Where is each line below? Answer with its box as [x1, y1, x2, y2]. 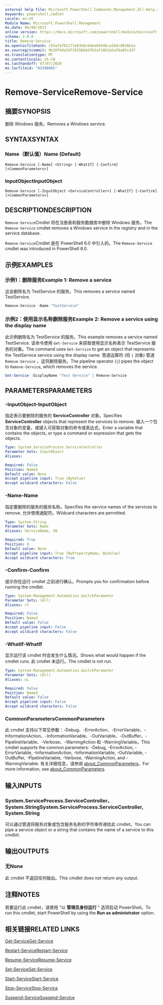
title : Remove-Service [5, 39, 51, 44]
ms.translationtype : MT [5, 52, 53, 57]
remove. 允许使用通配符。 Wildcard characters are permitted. [5, 510, 127, 516]
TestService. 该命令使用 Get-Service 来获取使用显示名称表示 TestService [5, 340, 150, 346]
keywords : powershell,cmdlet [5, 12, 64, 17]
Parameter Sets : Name [5, 524, 49, 529]
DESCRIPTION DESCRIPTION [5, 206, 92, 214]
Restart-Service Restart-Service [5, 948, 68, 954]
